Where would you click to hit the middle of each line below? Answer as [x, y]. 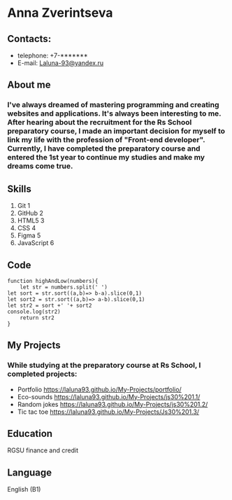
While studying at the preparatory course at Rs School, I [104, 366]
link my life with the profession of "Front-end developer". [106, 140]
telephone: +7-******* [53, 55]
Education [30, 434]
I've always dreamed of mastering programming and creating [113, 105]
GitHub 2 [30, 213]
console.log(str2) [34, 312]
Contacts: [29, 39]
